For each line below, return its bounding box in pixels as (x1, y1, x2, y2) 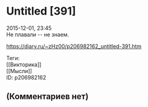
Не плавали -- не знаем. (6, 30, 69, 38)
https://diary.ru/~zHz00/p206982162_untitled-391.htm (6, 43, 142, 50)
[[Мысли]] (6, 67, 32, 74)
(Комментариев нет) (6, 91, 89, 102)
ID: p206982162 (6, 74, 47, 81)
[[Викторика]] (6, 61, 42, 68)
